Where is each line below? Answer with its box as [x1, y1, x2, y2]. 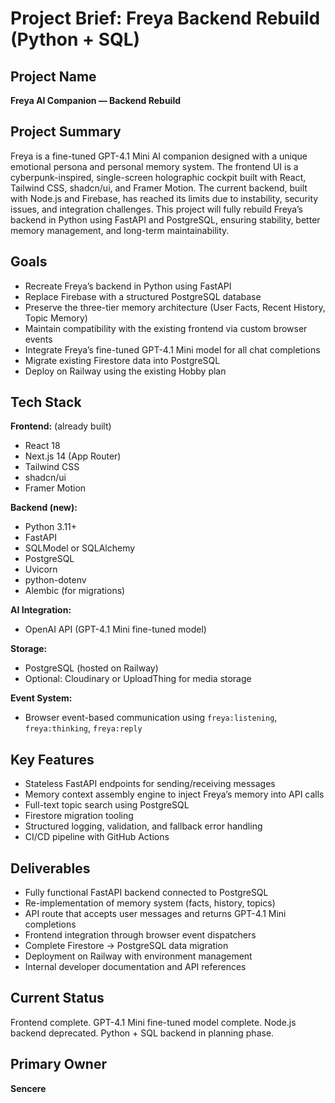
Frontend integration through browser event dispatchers [24, 929, 257, 941]
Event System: [10, 692, 73, 704]
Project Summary [10, 123, 122, 141]
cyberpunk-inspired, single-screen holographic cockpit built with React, [10, 171, 307, 183]
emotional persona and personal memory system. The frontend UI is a [10, 160, 299, 172]
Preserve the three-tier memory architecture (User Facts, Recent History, [24, 301, 326, 313]
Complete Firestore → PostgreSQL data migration [24, 940, 229, 952]
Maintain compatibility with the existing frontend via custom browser [24, 322, 308, 334]
